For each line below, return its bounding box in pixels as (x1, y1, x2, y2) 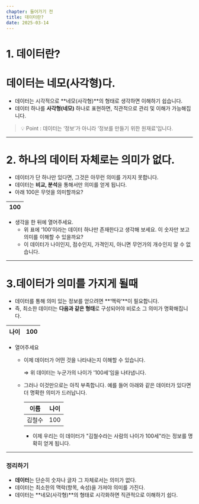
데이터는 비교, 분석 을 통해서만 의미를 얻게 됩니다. (14, 181, 127, 189)
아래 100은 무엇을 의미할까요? (14, 189, 84, 196)
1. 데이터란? (6, 47, 60, 60)
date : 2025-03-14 (6, 20, 49, 25)
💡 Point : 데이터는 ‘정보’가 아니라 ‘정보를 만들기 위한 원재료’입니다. (20, 125, 174, 132)
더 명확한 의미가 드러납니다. (23, 389, 87, 396)
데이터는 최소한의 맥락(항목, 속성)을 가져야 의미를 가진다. (14, 484, 145, 491)
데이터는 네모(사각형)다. (6, 76, 115, 90)
